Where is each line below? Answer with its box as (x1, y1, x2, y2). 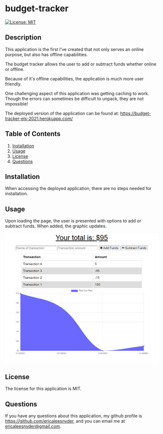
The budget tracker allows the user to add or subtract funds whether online (5, 61, 157, 67)
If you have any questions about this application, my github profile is (5, 413, 143, 419)
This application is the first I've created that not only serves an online (5, 46, 144, 52)
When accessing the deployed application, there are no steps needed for (5, 186, 152, 192)
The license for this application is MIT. (5, 386, 82, 392)
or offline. (5, 66, 25, 72)
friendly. (5, 81, 22, 87)
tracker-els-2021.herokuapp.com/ (5, 116, 73, 121)
